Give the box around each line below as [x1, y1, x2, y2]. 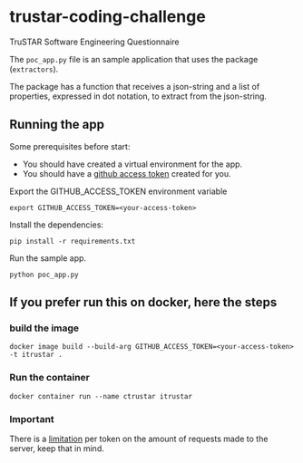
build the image [9, 322, 80, 334]
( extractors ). [9, 63, 59, 74]
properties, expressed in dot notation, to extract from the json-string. [9, 91, 268, 101]
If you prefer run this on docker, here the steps [9, 294, 278, 310]
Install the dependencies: [9, 219, 104, 230]
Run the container [9, 371, 91, 384]
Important [9, 412, 54, 425]
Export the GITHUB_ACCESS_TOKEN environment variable [9, 186, 228, 197]
